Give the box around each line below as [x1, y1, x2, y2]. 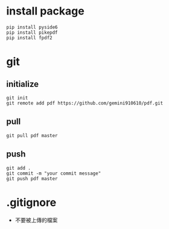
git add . [6, 165, 31, 171]
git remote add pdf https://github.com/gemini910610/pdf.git [6, 100, 164, 106]
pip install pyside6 [6, 24, 59, 30]
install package [6, 4, 84, 18]
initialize [6, 79, 39, 89]
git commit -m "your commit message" [6, 170, 101, 176]
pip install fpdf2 [6, 34, 53, 40]
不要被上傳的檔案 [14, 216, 58, 224]
